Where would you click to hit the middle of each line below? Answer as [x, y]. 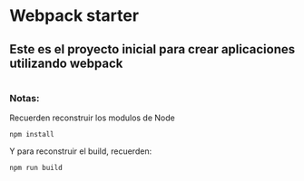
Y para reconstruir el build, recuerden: [81, 151]
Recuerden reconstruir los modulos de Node [92, 118]
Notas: [25, 98]
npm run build [36, 168]
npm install [32, 135]
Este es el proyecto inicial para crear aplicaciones [152, 49]
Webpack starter [74, 16]
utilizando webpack [66, 63]
